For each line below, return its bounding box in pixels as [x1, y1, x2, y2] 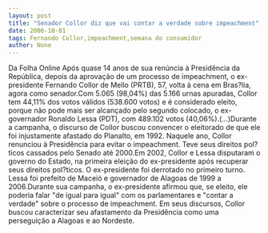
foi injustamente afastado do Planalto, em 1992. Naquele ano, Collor [8, 131, 232, 140]
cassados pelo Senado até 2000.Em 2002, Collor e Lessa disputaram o [26, 148, 261, 158]
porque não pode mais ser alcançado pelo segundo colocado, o [8, 105, 219, 116]
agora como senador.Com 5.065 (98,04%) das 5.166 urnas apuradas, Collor [8, 89, 258, 98]
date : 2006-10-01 [8, 26, 66, 34]
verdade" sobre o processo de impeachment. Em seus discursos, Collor [8, 199, 246, 208]
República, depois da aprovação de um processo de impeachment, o [8, 72, 235, 81]
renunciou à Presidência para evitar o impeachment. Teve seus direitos [8, 140, 242, 149]
